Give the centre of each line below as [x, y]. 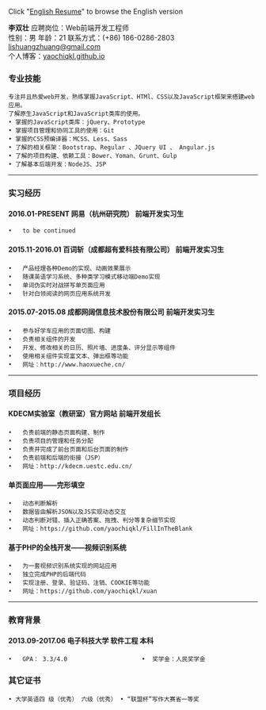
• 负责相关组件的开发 [42, 339]
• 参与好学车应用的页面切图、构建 [59, 331]
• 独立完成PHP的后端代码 [47, 574]
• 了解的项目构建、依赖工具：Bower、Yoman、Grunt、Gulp [93, 156]
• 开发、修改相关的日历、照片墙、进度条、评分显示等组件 [92, 347]
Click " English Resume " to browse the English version [96, 12]
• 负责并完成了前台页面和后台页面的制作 [68, 449]
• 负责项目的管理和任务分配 [51, 441]
